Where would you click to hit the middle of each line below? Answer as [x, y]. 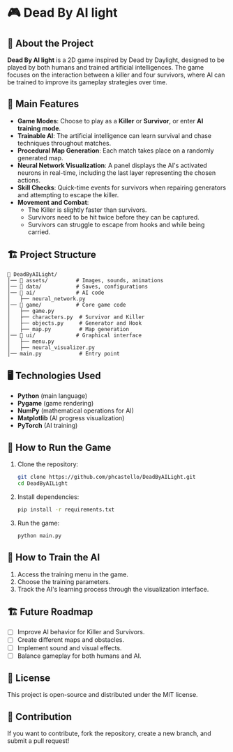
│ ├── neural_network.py [46, 299]
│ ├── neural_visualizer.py [51, 347]
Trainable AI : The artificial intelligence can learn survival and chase [114, 135]
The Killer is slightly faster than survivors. [87, 210]
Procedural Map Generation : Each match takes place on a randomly [115, 151]
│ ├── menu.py [31, 342]
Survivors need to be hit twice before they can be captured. [114, 217]
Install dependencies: [48, 497]
